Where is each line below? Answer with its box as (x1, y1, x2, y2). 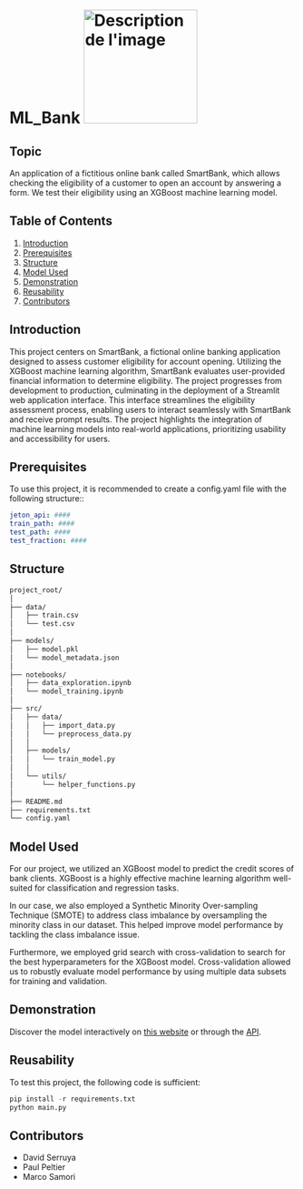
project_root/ (9, 585, 64, 595)
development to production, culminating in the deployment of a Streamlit (9, 385, 280, 396)
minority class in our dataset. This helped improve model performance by (9, 920, 284, 931)
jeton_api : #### (9, 510, 71, 520)
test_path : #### (9, 528, 71, 537)
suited (9, 882, 34, 893)
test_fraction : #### (9, 537, 88, 546)
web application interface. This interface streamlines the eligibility (9, 394, 256, 405)
